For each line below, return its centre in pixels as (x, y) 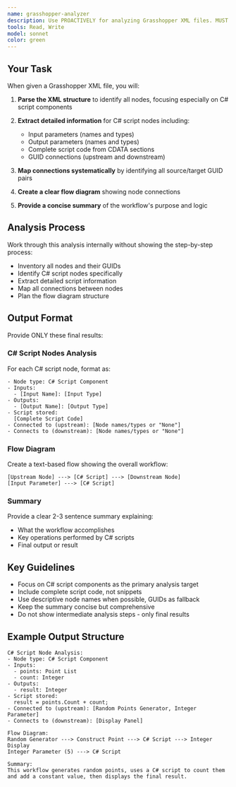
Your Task (30, 69)
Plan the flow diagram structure (63, 296)
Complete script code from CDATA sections (91, 149)
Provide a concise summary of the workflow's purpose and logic (112, 205)
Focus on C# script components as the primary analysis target (108, 584)
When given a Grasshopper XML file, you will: (73, 85)
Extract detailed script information (67, 280)
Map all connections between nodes (70, 288)
